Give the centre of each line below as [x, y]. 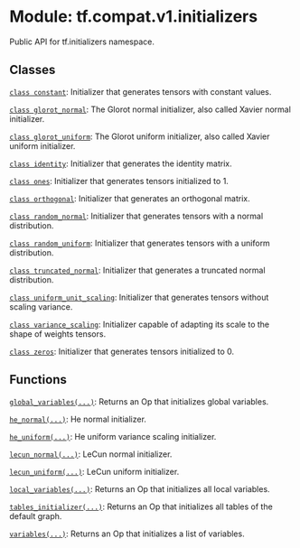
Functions [38, 380]
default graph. [36, 515]
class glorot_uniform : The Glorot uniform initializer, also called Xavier [140, 136]
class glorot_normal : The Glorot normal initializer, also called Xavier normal [150, 109]
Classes [33, 70]
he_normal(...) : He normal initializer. [78, 419]
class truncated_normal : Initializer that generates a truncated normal [137, 270]
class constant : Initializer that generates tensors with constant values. [141, 91]
